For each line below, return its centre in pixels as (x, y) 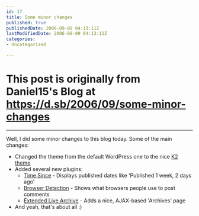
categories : (21, 39)
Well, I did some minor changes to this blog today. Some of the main (89, 138)
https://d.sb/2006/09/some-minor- (96, 104)
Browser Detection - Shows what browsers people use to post (99, 188)
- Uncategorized (26, 45)
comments (36, 194)
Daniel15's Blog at (51, 92)
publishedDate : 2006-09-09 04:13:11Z (53, 28)
